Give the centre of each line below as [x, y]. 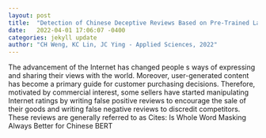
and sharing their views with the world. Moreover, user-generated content [129, 76]
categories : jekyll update [53, 37]
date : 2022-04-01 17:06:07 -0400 [67, 30]
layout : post [30, 15]
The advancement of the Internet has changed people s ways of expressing [132, 67]
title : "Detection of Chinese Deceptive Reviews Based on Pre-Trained [129, 23]
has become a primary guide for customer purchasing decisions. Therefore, [132, 84]
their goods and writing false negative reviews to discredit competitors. [124, 109]
